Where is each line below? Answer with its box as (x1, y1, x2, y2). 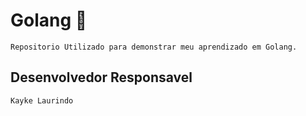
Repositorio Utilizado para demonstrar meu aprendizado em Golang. (10, 42, 298, 52)
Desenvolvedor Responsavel (10, 69, 193, 86)
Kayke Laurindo (10, 95, 74, 106)
